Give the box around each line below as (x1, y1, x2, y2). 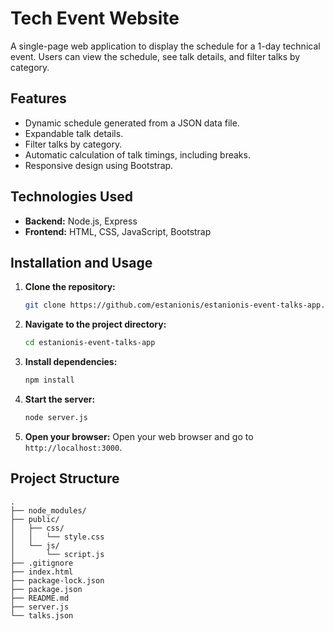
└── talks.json (10, 610, 74, 621)
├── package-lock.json (10, 575, 105, 586)
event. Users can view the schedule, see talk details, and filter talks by (10, 50, 301, 62)
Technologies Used (10, 188, 133, 206)
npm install (24, 375, 75, 386)
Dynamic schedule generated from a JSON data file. (24, 117, 240, 129)
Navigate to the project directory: (24, 318, 167, 331)
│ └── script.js (10, 549, 105, 559)
